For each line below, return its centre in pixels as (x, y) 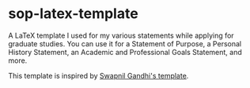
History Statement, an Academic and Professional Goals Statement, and (125, 52)
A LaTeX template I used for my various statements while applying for (121, 35)
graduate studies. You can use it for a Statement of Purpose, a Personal (125, 43)
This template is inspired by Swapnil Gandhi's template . (98, 75)
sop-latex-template (73, 14)
